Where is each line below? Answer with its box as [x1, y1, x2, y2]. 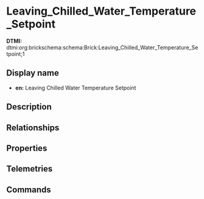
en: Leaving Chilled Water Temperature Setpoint [15, 84, 136, 91]
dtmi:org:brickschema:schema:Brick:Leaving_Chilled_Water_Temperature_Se [6, 44, 199, 51]
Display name [6, 68, 59, 79]
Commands [6, 184, 52, 195]
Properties [6, 143, 47, 153]
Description [6, 102, 52, 112]
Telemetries [6, 164, 53, 174]
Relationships [6, 122, 60, 133]
